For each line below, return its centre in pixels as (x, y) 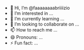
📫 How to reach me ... (34, 30)
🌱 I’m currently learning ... (37, 19)
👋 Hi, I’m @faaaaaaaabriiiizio (40, 8)
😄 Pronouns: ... (26, 37)
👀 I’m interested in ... (32, 13)
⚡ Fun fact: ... (24, 43)
